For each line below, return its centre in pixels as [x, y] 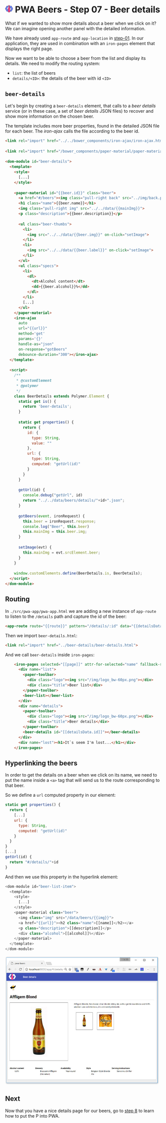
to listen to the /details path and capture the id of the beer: [66, 616]
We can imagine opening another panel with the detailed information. [75, 28]
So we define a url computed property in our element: [61, 795]
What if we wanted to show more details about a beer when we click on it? [81, 23]
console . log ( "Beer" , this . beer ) [56, 526]
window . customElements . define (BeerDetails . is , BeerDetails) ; [78, 573]
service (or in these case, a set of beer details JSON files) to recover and [80, 111]
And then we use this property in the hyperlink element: [62, 877]
